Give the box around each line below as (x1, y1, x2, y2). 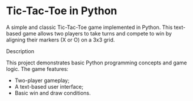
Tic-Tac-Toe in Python (6, 4, 117, 18)
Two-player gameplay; (14, 77, 70, 84)
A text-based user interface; (14, 83, 84, 90)
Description (6, 47, 34, 54)
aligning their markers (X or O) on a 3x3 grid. (6, 36, 115, 43)
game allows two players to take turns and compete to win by (22, 30, 172, 37)
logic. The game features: (6, 65, 69, 72)
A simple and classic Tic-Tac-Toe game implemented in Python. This (6, 24, 173, 31)
